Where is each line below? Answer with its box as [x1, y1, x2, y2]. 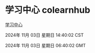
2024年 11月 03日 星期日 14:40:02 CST [5, 32, 84, 38]
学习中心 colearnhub [5, 4, 91, 16]
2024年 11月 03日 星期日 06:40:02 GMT [5, 42, 86, 48]
